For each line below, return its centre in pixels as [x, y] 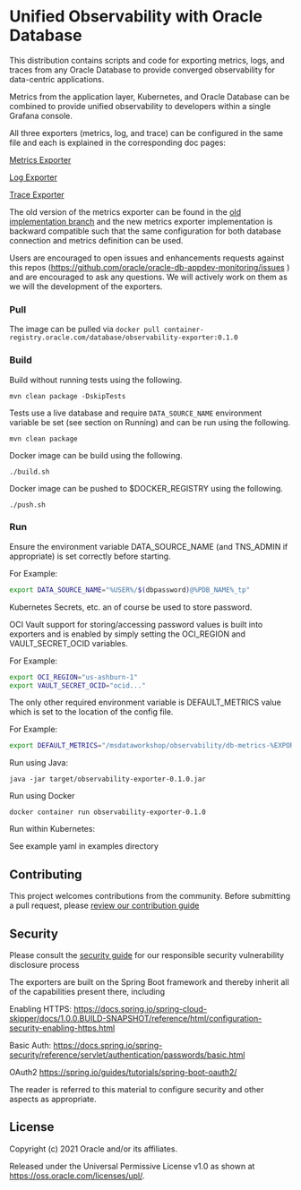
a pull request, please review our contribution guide [104, 905]
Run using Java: [39, 763]
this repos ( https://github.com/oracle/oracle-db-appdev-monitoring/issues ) [150, 267]
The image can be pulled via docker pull [85, 330]
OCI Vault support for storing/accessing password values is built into [136, 624]
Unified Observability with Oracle [136, 17]
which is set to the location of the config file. [91, 712]
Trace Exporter [37, 194]
